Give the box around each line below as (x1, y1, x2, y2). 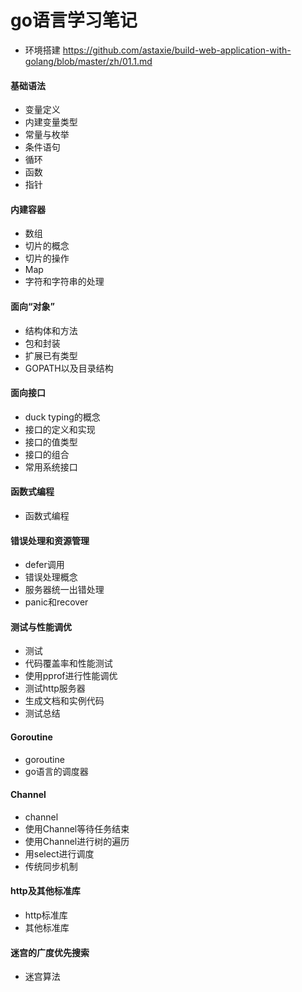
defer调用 (24, 559, 65, 571)
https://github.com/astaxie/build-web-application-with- (62, 44, 292, 56)
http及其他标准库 (10, 885, 81, 897)
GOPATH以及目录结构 (24, 362, 114, 374)
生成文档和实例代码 (24, 695, 105, 707)
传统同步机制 (24, 860, 78, 872)
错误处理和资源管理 (10, 534, 90, 546)
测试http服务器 (24, 682, 86, 695)
